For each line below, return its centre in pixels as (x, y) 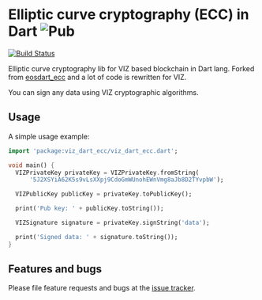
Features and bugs (55, 270)
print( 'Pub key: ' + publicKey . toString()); (90, 209)
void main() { (32, 165)
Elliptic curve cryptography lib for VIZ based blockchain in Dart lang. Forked (131, 68)
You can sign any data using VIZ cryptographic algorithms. (103, 92)
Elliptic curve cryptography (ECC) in (129, 15)
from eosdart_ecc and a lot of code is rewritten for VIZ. (97, 77)
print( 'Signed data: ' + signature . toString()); (97, 237)
